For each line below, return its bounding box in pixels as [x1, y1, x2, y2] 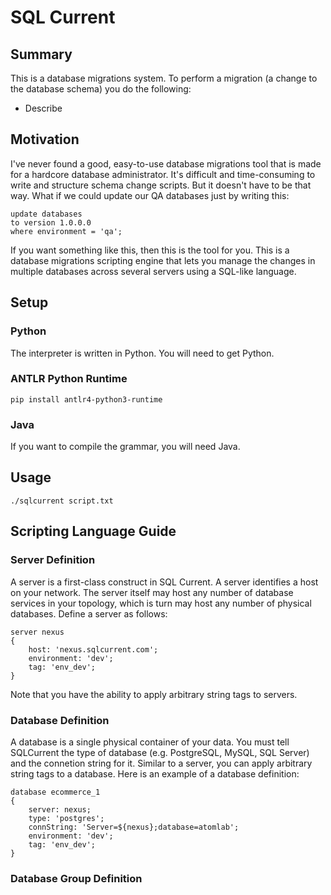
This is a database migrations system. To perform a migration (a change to [10, 72, 318, 84]
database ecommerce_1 [10, 787, 101, 797]
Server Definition [10, 553, 96, 567]
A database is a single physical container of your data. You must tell [10, 736, 290, 748]
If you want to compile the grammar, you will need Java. [10, 441, 241, 453]
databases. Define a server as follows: [10, 607, 168, 620]
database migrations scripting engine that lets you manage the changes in [10, 254, 316, 266]
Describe [24, 102, 63, 114]
